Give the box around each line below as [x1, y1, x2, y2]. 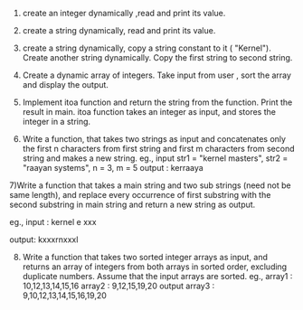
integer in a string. [22, 117, 91, 127]
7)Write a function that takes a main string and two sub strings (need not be [9, 180, 291, 191]
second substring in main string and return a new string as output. [9, 199, 256, 210]
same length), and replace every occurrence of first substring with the [9, 190, 271, 200]
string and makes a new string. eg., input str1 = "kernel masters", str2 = [22, 153, 289, 164]
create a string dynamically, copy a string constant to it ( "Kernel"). [22, 42, 271, 53]
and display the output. [22, 80, 109, 89]
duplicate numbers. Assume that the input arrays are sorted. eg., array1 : [22, 271, 293, 281]
